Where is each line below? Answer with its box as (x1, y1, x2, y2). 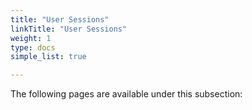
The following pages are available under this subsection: (10, 88, 243, 100)
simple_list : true (10, 52, 87, 62)
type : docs (10, 42, 56, 53)
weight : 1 (10, 33, 52, 43)
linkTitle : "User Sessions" (10, 24, 128, 34)
